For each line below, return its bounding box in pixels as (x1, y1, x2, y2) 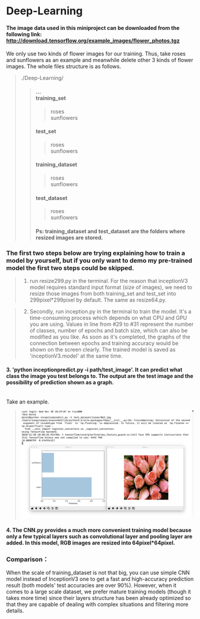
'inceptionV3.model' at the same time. (29, 352, 123, 359)
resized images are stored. (35, 234, 103, 241)
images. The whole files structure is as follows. (6, 63, 121, 70)
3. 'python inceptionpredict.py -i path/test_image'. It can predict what (6, 366, 183, 373)
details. (6, 607, 24, 614)
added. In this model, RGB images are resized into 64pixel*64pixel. (6, 539, 176, 547)
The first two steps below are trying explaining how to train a (6, 249, 186, 257)
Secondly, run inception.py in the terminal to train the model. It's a (29, 308, 192, 315)
